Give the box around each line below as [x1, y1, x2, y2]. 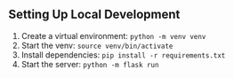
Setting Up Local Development [8, 7, 181, 22]
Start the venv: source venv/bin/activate [20, 40, 173, 51]
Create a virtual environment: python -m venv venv [20, 30, 206, 41]
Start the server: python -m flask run [20, 58, 159, 69]
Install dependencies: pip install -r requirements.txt [20, 49, 226, 60]
